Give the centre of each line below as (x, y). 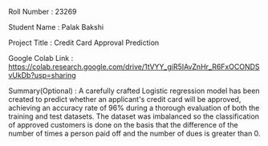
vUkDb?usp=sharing (42, 75)
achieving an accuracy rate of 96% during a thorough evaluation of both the (134, 108)
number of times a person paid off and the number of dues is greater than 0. (134, 133)
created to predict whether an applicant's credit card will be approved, (125, 99)
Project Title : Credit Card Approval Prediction (84, 43)
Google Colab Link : (41, 58)
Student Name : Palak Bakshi (56, 27)
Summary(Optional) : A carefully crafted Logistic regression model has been (134, 91)
